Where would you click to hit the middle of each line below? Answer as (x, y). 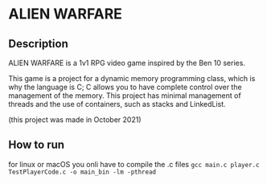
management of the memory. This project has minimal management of (125, 96)
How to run (37, 145)
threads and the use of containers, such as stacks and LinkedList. (117, 104)
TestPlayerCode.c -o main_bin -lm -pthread (82, 172)
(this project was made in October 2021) (75, 120)
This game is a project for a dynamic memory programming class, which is (132, 78)
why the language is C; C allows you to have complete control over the (125, 87)
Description (38, 44)
